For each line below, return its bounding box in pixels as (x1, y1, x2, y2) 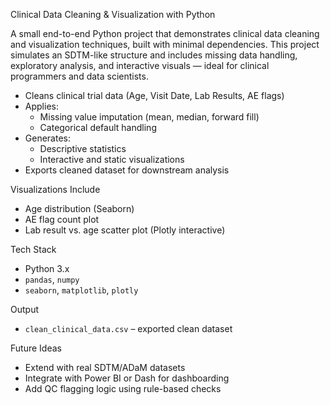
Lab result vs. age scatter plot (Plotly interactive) (24, 224, 226, 236)
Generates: (24, 132, 71, 144)
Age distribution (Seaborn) (24, 203, 135, 214)
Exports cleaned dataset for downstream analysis (24, 164, 230, 176)
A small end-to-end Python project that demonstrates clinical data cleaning (10, 28, 320, 39)
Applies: (24, 100, 59, 112)
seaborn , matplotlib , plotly (24, 284, 139, 296)
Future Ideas (10, 342, 62, 354)
